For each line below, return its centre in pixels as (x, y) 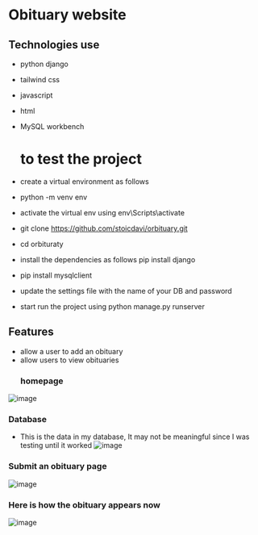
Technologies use (54, 45)
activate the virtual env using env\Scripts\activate (102, 212)
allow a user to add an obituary (71, 351)
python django (44, 64)
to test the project (81, 159)
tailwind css (40, 79)
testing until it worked (56, 445)
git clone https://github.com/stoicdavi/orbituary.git (104, 228)
